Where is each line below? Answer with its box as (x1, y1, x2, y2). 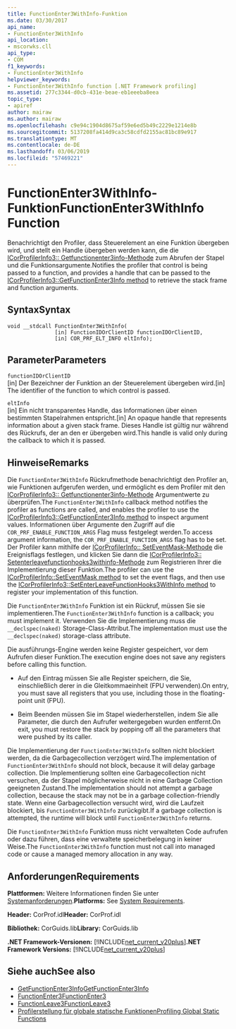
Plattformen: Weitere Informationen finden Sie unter (7, 889, 159, 898)
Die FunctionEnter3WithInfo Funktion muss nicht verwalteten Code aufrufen (7, 827, 228, 836)
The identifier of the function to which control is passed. (7, 386, 170, 395)
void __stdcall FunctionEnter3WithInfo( (7, 323, 128, 330)
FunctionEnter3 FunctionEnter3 (17, 992, 107, 1000)
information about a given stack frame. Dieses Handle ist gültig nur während (7, 421, 229, 430)
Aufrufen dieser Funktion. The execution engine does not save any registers (7, 653, 226, 661)
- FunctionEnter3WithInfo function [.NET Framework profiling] (7, 83, 197, 90)
